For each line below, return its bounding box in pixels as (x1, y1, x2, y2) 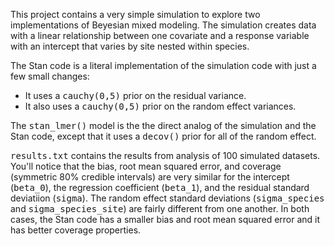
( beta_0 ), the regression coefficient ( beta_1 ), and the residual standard (10, 182, 310, 193)
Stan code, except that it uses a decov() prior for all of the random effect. (10, 130, 317, 142)
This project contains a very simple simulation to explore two (10, 9, 261, 20)
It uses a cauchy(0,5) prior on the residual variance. (24, 90, 247, 101)
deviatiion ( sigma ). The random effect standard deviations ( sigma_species (10, 192, 325, 204)
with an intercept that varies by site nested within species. (10, 40, 250, 52)
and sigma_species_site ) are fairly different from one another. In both (10, 203, 310, 214)
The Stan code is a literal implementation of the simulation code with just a (10, 60, 317, 71)
